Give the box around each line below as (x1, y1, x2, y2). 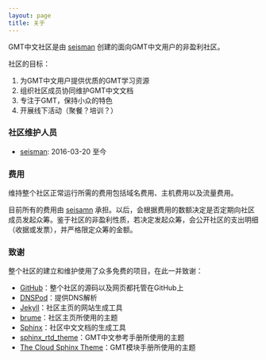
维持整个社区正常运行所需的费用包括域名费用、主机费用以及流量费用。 (8, 188, 238, 198)
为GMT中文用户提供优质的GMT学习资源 (19, 75, 150, 85)
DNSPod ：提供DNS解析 (19, 293, 98, 303)
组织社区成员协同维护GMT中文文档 (19, 85, 133, 95)
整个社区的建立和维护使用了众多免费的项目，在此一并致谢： (8, 266, 203, 276)
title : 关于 (8, 19, 45, 27)
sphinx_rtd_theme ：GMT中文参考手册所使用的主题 (19, 333, 185, 343)
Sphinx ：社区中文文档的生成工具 (19, 323, 126, 332)
